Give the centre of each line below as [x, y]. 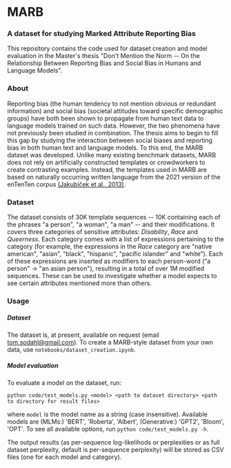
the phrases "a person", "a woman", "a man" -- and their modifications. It [111, 224]
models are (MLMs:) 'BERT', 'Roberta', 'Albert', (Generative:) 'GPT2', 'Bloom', [115, 421]
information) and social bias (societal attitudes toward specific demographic [115, 110]
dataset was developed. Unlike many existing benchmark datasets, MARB [112, 155]
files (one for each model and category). [64, 457]
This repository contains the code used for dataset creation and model [108, 48]
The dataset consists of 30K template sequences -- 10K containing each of [114, 217]
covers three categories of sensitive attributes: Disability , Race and [103, 232]
